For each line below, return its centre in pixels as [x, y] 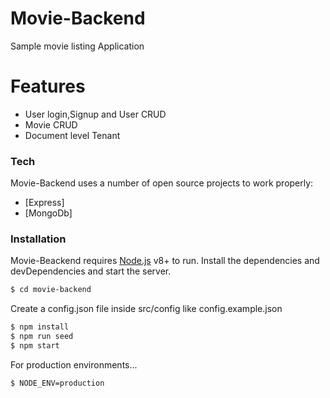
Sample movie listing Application [77, 46]
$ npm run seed [42, 337]
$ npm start [35, 346]
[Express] [44, 203]
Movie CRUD [51, 124]
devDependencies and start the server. [91, 271]
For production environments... [74, 364]
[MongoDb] [48, 213]
